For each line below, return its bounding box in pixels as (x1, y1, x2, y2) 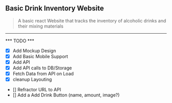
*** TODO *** (5, 38, 35, 44)
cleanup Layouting (12, 76, 52, 83)
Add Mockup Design (12, 47, 56, 54)
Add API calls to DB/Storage (12, 65, 72, 71)
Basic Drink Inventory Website (5, 4, 104, 13)
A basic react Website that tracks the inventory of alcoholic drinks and (17, 17, 166, 23)
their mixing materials (17, 23, 64, 29)
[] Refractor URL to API (12, 87, 61, 93)
